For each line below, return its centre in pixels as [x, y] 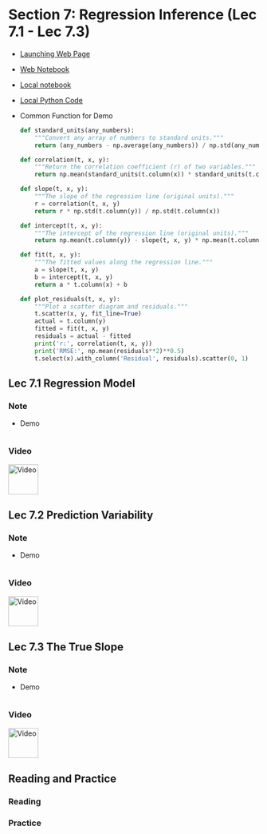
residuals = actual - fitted [83, 336]
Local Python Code [51, 100]
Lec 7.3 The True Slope [66, 647]
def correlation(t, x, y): [65, 160]
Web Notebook [45, 69]
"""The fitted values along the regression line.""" [124, 262]
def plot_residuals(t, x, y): [70, 299]
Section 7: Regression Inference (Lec [133, 15]
